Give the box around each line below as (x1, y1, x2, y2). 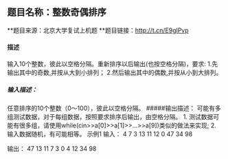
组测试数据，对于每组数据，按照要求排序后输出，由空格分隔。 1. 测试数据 (7, 112, 214, 120)
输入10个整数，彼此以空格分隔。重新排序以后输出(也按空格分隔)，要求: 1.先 (7, 60, 218, 68)
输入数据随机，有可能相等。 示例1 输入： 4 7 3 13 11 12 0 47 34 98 (7, 129, 193, 138)
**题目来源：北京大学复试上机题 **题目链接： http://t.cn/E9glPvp (7, 26, 189, 34)
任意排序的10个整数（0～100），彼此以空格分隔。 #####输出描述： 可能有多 (7, 104, 221, 112)
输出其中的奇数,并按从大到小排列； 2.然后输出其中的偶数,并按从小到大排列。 (7, 68, 223, 77)
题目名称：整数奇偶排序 (7, 6, 106, 19)
